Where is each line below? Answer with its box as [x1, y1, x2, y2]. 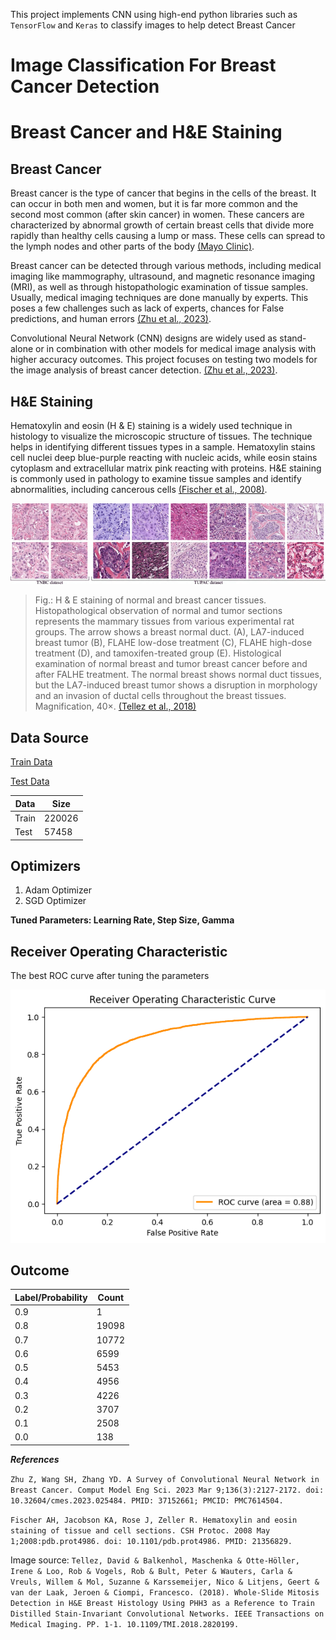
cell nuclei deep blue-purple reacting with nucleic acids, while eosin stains [10, 452, 318, 463]
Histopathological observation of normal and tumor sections [34, 605, 283, 617]
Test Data [10, 775, 50, 788]
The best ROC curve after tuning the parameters [10, 970, 210, 982]
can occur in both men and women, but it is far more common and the [10, 198, 298, 210]
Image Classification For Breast [10, 54, 277, 77]
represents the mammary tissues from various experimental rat [34, 615, 295, 628]
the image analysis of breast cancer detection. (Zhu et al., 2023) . [10, 364, 278, 376]
